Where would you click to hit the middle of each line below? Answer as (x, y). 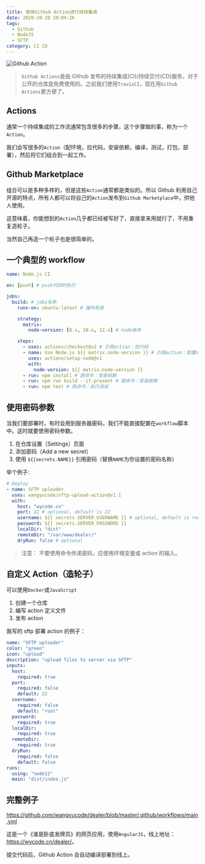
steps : (26, 341)
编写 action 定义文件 (41, 611)
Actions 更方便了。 (44, 91)
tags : (13, 23)
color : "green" (26, 649)
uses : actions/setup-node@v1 (65, 358)
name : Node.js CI (28, 275)
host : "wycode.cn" (41, 506)
